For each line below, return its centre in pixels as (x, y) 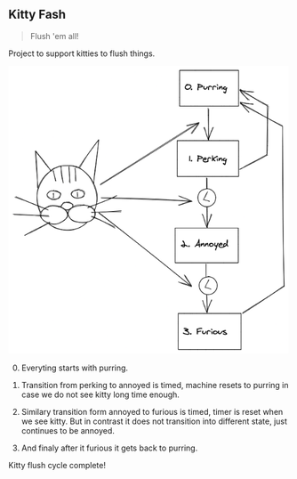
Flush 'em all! (54, 36)
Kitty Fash (37, 15)
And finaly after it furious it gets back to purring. (109, 448)
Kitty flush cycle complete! (57, 465)
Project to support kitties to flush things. (82, 53)
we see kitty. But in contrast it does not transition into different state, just (154, 421)
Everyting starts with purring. (75, 368)
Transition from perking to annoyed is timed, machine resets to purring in (155, 385)
